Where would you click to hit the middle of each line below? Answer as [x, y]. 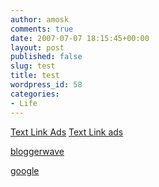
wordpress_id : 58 [46, 85]
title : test [35, 76]
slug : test [33, 66]
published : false [46, 57]
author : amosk [40, 19]
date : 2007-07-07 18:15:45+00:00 [80, 38]
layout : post [37, 47]
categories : [35, 94]
